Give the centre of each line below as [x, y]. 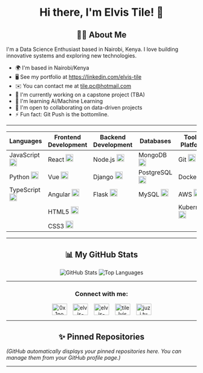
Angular [59, 194]
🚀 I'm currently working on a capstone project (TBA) [80, 94]
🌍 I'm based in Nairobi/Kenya [52, 68]
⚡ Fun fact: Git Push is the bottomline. [62, 114]
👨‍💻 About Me [101, 35]
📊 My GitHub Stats [101, 255]
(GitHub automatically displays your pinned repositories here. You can [94, 351]
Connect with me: [101, 294]
